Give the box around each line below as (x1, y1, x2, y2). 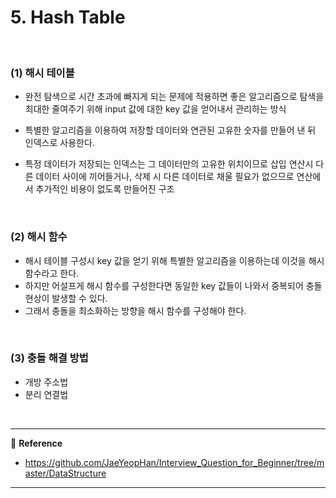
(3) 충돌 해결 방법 (10, 351, 89, 365)
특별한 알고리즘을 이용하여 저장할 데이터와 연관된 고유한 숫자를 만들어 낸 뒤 (24, 124, 317, 136)
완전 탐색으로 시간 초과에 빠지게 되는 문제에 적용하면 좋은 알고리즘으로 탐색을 (24, 91, 325, 103)
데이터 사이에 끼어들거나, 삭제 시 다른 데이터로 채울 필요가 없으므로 (35, 171, 295, 183)
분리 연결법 (24, 388, 69, 400)
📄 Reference (10, 437, 63, 449)
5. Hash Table (10, 6, 126, 29)
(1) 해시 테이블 (10, 66, 75, 80)
